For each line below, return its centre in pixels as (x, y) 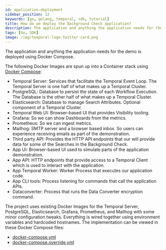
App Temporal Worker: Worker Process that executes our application (82, 170)
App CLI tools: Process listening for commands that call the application (84, 181)
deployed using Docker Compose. (40, 56)
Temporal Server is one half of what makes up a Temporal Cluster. (80, 86)
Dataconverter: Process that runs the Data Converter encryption (78, 192)
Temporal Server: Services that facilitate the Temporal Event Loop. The (84, 81)
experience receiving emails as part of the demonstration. (71, 134)
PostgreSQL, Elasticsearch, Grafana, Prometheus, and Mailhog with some (80, 211)
